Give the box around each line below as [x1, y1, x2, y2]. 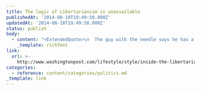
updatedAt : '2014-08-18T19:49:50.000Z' [6, 20, 106, 26]
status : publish [6, 25, 47, 32]
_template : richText [17, 43, 68, 48]
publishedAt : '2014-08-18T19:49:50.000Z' [6, 14, 111, 20]
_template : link [6, 75, 47, 81]
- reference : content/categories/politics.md [11, 70, 127, 76]
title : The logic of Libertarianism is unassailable [6, 8, 141, 15]
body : [6, 31, 20, 37]
